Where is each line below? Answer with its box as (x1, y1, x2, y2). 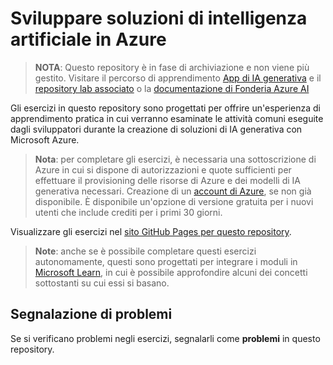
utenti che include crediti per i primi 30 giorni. (34, 206, 223, 218)
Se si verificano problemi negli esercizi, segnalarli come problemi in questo (10, 332, 321, 344)
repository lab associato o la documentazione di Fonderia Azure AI (34, 82, 310, 94)
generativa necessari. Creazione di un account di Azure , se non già (34, 185, 312, 197)
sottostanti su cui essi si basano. (34, 277, 170, 289)
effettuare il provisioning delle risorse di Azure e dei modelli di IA (34, 174, 301, 186)
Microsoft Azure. (10, 133, 80, 146)
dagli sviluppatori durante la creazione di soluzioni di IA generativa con (10, 123, 303, 135)
